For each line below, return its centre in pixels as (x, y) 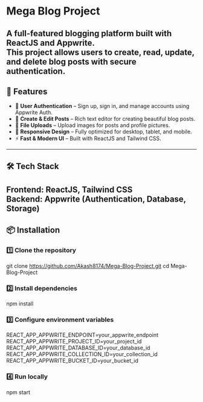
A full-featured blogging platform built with (89, 33)
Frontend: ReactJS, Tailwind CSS (69, 190)
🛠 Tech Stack (33, 166)
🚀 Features (27, 91)
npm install (20, 304)
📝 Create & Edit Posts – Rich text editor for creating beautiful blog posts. (105, 119)
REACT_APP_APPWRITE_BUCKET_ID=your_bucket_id (72, 361)
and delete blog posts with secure (72, 62)
